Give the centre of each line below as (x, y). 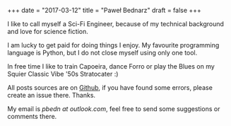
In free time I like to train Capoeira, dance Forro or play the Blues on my (111, 66)
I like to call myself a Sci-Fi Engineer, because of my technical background (116, 24)
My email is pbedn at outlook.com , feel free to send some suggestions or (114, 109)
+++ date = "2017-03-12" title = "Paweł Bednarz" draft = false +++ (104, 10)
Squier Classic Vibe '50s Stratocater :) (63, 74)
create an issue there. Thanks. (52, 95)
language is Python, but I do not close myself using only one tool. (102, 53)
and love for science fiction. (48, 31)
